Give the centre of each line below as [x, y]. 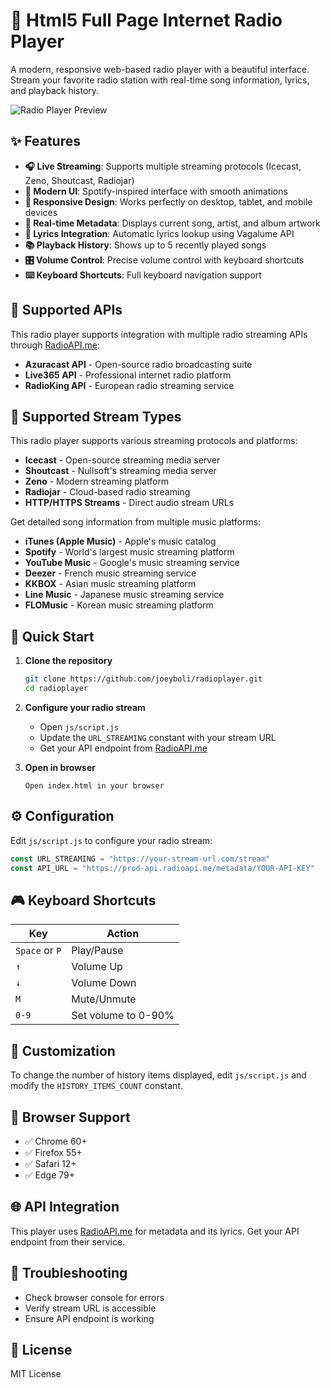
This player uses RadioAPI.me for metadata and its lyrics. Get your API [155, 1231]
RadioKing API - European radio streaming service [129, 385]
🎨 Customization [63, 1050]
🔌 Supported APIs [66, 310]
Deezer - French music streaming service [110, 573]
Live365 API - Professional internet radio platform [128, 375]
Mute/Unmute [104, 999]
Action [123, 934]
